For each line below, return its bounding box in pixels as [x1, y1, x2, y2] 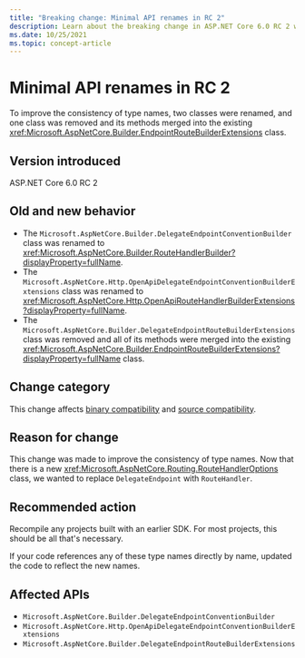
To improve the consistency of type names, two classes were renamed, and [9, 108, 292, 119]
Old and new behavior [9, 203, 136, 219]
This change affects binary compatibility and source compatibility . [9, 403, 257, 414]
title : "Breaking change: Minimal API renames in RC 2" [9, 13, 225, 23]
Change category [9, 379, 111, 395]
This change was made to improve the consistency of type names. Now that [9, 454, 294, 465]
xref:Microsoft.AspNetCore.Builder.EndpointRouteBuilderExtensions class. [9, 127, 287, 138]
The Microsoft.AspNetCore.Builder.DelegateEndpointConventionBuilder [22, 228, 292, 239]
